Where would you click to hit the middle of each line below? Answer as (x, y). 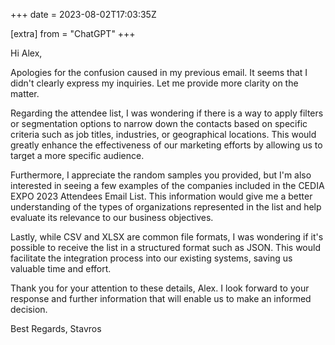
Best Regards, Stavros (56, 328)
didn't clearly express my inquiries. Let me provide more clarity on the (154, 83)
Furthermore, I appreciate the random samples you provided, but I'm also (161, 175)
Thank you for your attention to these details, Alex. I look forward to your (160, 288)
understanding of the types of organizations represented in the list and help (166, 207)
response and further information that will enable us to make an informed (161, 298)
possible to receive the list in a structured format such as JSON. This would (165, 247)
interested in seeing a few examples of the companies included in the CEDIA (167, 185)
